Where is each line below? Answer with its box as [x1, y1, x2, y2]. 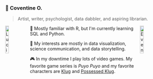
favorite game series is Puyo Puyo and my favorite [30, 63, 134, 69]
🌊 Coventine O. [5, 4, 43, 11]
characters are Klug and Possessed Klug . [30, 68, 116, 74]
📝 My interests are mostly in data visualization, [30, 40, 127, 46]
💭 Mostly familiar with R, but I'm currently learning [30, 25, 134, 31]
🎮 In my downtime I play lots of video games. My [30, 56, 132, 62]
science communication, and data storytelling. [30, 46, 126, 52]
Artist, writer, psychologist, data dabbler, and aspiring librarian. [17, 16, 148, 22]
